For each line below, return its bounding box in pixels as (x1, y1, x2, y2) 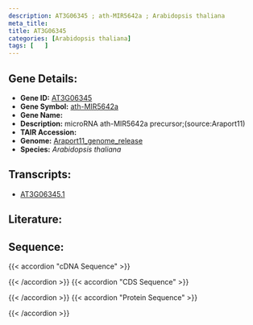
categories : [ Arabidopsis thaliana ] (8, 34, 131, 43)
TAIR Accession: (19, 127, 77, 137)
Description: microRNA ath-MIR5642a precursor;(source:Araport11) (19, 119, 246, 128)
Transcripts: (8, 168, 72, 181)
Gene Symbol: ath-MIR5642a (19, 102, 119, 111)
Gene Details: (8, 72, 78, 85)
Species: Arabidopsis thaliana (19, 144, 122, 154)
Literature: (8, 213, 63, 227)
